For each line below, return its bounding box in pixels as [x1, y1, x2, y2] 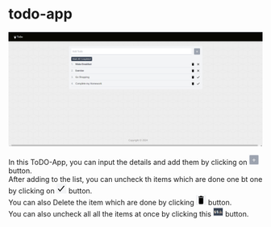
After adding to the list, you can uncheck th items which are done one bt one [8, 175, 263, 184]
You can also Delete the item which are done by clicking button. [8, 198, 232, 208]
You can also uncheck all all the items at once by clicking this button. [8, 209, 249, 219]
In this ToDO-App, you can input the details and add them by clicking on [8, 158, 248, 167]
